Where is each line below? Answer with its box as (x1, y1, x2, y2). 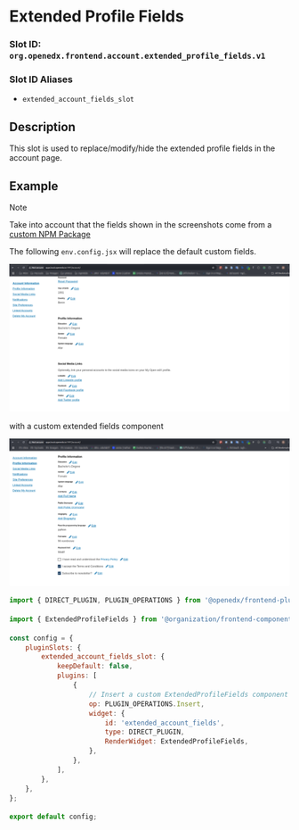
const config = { (9, 634, 74, 643)
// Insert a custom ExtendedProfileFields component (88, 690, 289, 699)
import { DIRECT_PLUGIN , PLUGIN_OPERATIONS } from (9, 596, 201, 605)
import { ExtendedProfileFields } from (9, 614, 158, 624)
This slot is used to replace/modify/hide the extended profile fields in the (9, 143, 276, 154)
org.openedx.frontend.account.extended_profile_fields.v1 (9, 51, 266, 62)
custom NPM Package (9, 229, 91, 240)
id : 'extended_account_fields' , (104, 718, 225, 727)
